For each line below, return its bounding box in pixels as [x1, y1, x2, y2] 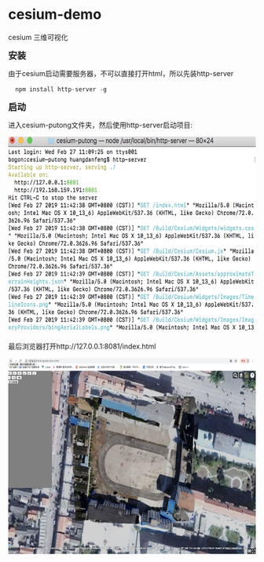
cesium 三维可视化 [8, 32, 68, 42]
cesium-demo [8, 5, 102, 24]
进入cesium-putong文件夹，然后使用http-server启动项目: [8, 120, 193, 130]
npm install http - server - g [15, 85, 108, 93]
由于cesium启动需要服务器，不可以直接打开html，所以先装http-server [8, 68, 234, 78]
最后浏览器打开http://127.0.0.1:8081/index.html [8, 341, 156, 351]
